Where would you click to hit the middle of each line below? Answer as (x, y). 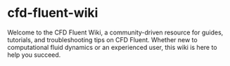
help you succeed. (34, 55)
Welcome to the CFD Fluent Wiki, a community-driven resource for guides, (115, 32)
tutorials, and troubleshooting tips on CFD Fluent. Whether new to (103, 39)
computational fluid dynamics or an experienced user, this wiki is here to (112, 47)
